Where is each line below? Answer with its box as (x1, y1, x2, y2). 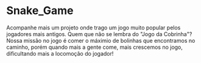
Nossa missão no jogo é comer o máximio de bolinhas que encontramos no (6, 37, 196, 44)
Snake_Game (6, 4, 74, 18)
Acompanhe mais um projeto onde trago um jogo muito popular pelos (6, 24, 181, 31)
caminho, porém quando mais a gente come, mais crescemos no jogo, (6, 43, 183, 51)
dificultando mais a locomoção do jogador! (6, 50, 114, 57)
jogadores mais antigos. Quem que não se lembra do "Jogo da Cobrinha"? (6, 30, 192, 37)
